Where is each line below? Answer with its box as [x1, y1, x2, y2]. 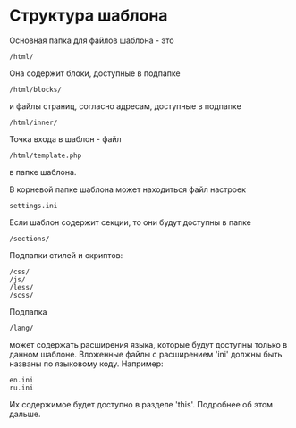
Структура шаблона [9, 5, 168, 26]
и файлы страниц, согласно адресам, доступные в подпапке [9, 100, 241, 112]
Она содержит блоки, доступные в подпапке [9, 68, 181, 79]
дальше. [9, 408, 42, 419]
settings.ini [9, 201, 58, 210]
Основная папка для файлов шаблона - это [9, 35, 174, 46]
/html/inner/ [9, 118, 58, 127]
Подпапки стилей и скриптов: [9, 249, 123, 260]
